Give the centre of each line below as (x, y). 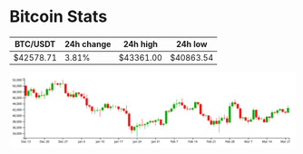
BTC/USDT (35, 44)
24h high (141, 44)
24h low (191, 44)
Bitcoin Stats (59, 17)
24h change (88, 44)
